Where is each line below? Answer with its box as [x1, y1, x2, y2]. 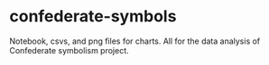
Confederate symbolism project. [9, 45, 129, 55]
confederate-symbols [9, 6, 177, 27]
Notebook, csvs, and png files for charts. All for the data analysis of [9, 36, 261, 46]
